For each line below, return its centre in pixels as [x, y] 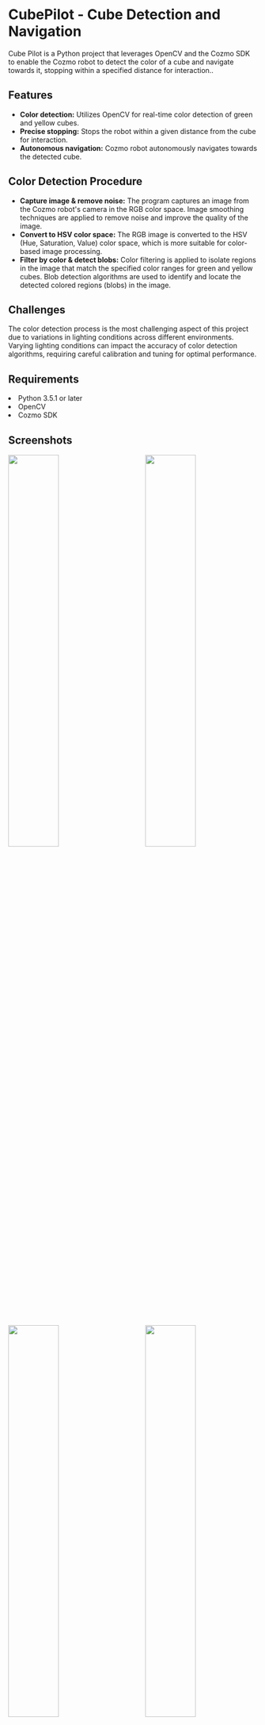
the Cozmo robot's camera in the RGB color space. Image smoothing [132, 209]
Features [30, 96]
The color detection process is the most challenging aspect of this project [129, 329]
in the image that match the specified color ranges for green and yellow [136, 268]
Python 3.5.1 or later [51, 398]
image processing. [72, 251]
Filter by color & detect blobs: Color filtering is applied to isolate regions [138, 259]
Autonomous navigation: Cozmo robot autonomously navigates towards [138, 148]
